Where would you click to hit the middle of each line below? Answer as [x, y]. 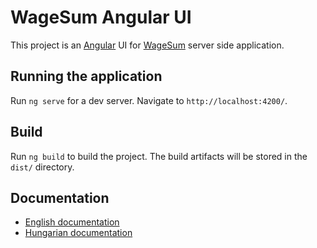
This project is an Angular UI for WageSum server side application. [147, 45]
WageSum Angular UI [101, 17]
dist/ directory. [42, 167]
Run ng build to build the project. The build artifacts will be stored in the [159, 156]
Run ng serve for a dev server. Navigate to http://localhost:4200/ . [149, 100]
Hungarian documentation [78, 233]
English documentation [72, 222]
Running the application [86, 76]
